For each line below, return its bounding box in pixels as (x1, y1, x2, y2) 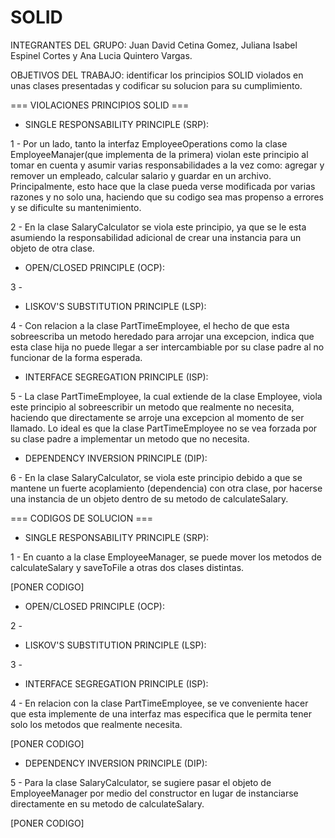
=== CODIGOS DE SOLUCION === (10, 512, 154, 524)
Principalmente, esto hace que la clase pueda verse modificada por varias (10, 180, 316, 192)
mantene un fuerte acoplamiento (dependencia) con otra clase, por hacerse (10, 482, 323, 494)
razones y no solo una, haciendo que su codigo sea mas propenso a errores (10, 191, 324, 203)
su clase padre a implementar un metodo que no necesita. (10, 432, 250, 445)
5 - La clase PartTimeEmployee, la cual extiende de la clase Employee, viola (10, 390, 323, 402)
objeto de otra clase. (10, 242, 95, 254)
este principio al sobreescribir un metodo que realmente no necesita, (10, 401, 295, 413)
